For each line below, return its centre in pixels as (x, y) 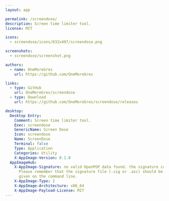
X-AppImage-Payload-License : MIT (49, 190)
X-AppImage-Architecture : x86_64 (49, 186)
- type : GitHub (26, 88)
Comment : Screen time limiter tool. (53, 120)
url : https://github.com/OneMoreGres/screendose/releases (76, 102)
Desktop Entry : (26, 116)
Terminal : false (31, 144)
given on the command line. (48, 176)
